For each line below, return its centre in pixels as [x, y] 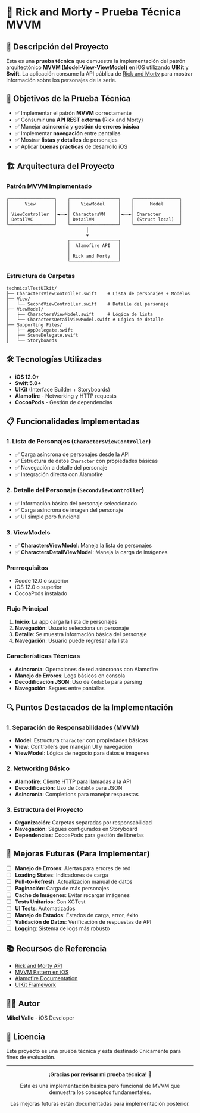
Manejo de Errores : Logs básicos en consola [70, 676]
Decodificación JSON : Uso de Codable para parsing [79, 681]
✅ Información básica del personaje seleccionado [76, 503]
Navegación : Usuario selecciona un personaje [72, 628]
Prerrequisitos [27, 568]
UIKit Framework [35, 985]
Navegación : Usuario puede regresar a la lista [71, 641]
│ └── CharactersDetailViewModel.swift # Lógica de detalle [85, 320]
